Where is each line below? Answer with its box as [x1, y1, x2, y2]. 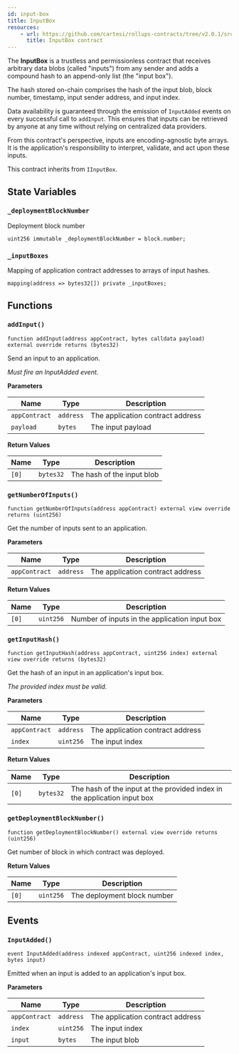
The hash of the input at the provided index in [70, 784, 223, 794]
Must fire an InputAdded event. [7, 368, 99, 376]
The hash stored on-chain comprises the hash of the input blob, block [7, 86, 212, 94]
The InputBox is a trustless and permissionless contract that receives [7, 56, 211, 65]
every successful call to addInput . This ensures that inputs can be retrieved [7, 115, 228, 123]
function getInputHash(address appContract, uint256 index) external [7, 650, 218, 657]
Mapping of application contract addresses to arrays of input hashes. [7, 266, 211, 275]
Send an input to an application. [7, 354, 101, 363]
